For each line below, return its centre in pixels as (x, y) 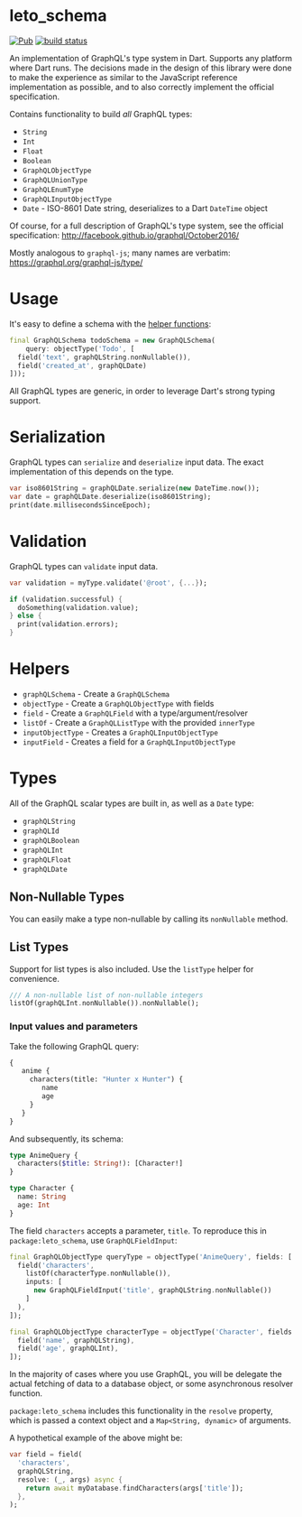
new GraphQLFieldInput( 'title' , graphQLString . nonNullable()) (152, 1290)
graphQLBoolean (51, 840)
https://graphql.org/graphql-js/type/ (76, 262)
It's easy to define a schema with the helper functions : (110, 324)
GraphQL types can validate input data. (84, 566)
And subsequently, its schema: (66, 1139)
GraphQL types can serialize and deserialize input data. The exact (137, 462)
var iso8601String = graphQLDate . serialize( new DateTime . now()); (134, 488)
